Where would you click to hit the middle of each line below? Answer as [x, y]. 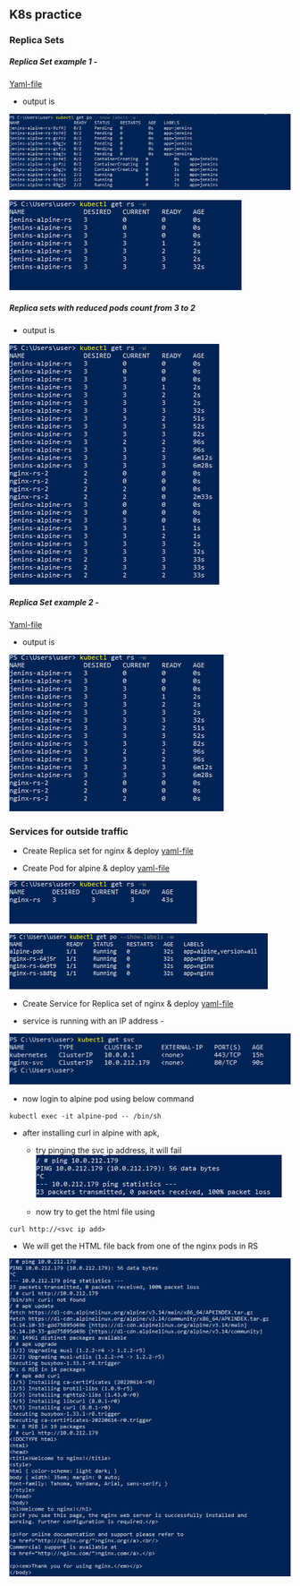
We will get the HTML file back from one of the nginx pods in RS [140, 1246]
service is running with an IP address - [93, 1021]
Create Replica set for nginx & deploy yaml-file [108, 851]
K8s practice [46, 15]
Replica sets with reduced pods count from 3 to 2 [103, 307]
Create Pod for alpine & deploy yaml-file [96, 869]
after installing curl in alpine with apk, [91, 1133]
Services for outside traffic [69, 831]
